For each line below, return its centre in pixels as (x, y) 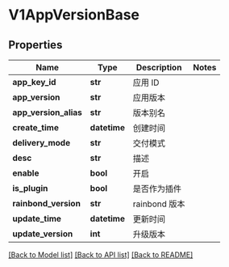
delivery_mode (42, 143)
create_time (35, 127)
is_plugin (30, 188)
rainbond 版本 (159, 204)
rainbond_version (46, 203)
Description (159, 68)
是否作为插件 (157, 189)
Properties (35, 45)
